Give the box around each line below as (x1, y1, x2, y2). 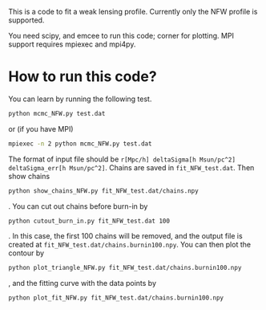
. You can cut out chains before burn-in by (8, 201, 148, 211)
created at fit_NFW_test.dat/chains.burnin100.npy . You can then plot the (8, 240, 251, 250)
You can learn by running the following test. (8, 94, 152, 104)
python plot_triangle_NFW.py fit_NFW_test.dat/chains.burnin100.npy (8, 264, 242, 272)
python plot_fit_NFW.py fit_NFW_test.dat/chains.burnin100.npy (8, 294, 224, 302)
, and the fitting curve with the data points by (8, 279, 156, 288)
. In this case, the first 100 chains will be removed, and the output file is (8, 231, 243, 241)
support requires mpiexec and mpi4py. (8, 39, 136, 49)
